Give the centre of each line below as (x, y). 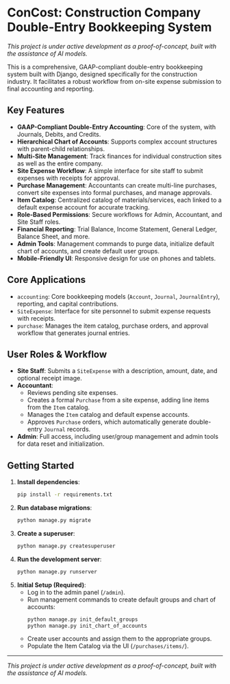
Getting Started (41, 465)
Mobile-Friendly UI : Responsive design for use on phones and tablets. (116, 258)
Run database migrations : (54, 508)
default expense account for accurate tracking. (83, 207)
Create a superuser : (46, 533)
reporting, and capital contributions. (67, 304)
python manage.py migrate (54, 521)
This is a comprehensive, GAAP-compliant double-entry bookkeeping (105, 67)
